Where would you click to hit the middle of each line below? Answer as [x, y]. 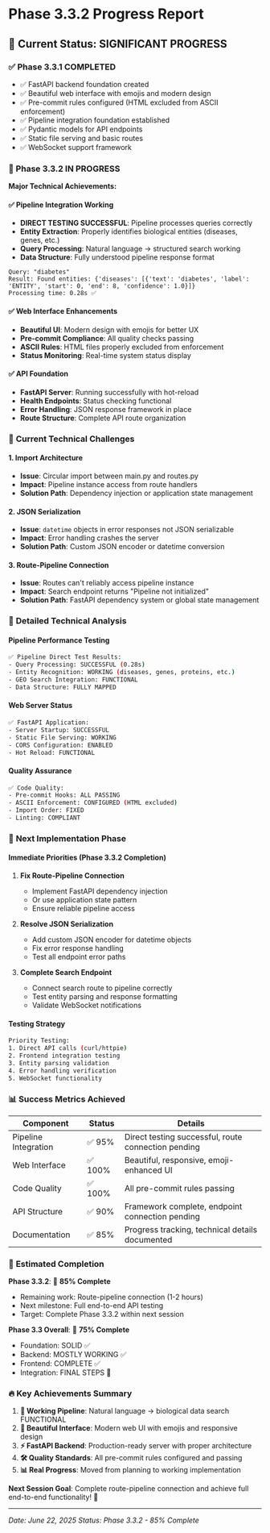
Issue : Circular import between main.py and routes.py [109, 476]
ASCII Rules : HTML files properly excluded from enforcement [122, 347]
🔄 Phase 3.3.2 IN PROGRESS [64, 169]
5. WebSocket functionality [55, 1078]
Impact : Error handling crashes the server [89, 538]
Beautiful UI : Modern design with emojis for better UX [109, 329]
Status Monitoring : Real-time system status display [105, 355]
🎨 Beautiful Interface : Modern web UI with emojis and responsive [129, 1428]
